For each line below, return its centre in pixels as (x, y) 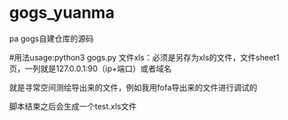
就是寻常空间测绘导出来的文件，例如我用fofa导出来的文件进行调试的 (133, 87)
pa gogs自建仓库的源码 (52, 38)
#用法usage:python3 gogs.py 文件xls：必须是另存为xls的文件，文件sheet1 (144, 57)
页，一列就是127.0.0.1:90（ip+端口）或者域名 (91, 68)
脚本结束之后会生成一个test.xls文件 (73, 106)
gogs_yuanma (62, 13)
